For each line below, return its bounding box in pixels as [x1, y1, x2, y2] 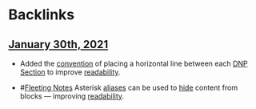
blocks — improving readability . [19, 91, 125, 101]
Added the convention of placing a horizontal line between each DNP [19, 59, 248, 68]
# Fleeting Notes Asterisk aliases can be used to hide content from [19, 83, 238, 92]
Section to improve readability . [19, 67, 121, 77]
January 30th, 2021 [8, 38, 109, 51]
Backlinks [8, 6, 75, 24]
